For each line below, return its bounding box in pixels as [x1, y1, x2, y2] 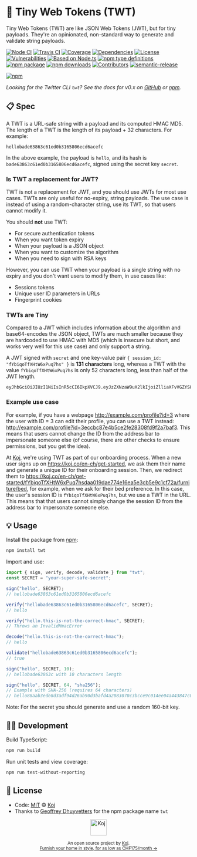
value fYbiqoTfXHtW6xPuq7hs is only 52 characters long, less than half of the [6, 367, 188, 374]
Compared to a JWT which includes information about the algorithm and [6, 324, 181, 331]
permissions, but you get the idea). [6, 443, 91, 450]
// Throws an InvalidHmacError [6, 623, 83, 629]
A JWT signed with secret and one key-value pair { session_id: [6, 355, 162, 362]
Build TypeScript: [6, 736, 48, 743]
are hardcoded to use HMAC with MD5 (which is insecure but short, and [6, 337, 180, 344]
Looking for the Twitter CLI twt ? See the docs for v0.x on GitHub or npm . [6, 83, 182, 90]
